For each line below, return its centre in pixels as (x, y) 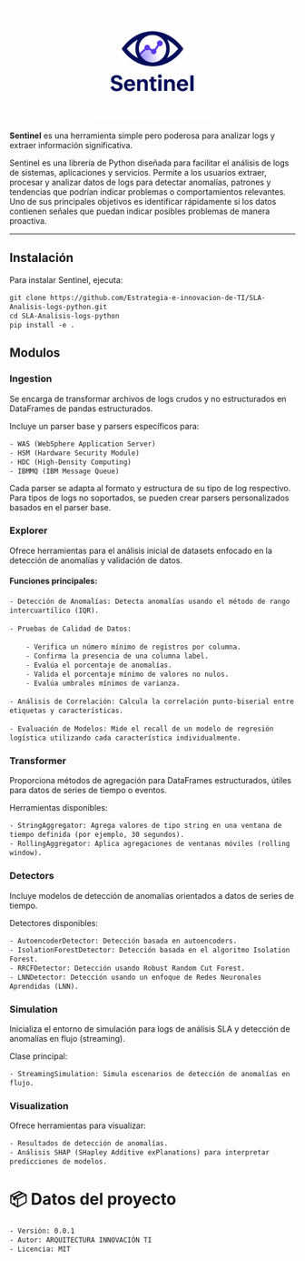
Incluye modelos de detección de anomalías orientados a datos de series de (152, 895)
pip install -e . (42, 325)
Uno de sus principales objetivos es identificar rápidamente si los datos (143, 202)
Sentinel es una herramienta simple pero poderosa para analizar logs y (142, 136)
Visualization (39, 1105)
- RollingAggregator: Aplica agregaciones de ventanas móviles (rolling (150, 844)
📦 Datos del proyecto (93, 1200)
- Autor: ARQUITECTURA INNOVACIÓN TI (81, 1240)
